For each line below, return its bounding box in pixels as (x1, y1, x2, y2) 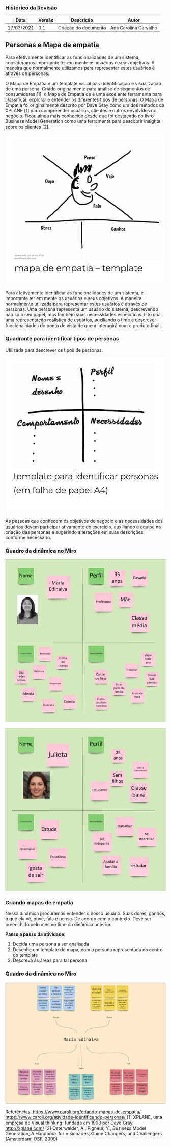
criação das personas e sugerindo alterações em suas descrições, (5, 529, 145, 535)
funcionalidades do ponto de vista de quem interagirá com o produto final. (5, 322, 161, 329)
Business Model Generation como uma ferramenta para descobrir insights (5, 118, 161, 124)
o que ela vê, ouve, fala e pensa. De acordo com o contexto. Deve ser (5, 916, 152, 922)
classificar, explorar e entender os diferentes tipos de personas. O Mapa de (5, 96, 164, 103)
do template (12, 952, 38, 958)
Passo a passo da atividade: (5, 931, 66, 937)
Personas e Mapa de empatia (5, 40, 99, 49)
